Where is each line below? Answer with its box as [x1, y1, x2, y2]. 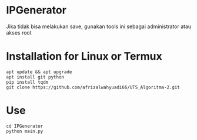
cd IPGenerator [6, 123, 44, 129]
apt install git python [6, 74, 65, 80]
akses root [6, 29, 32, 36]
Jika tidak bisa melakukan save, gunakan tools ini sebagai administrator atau [6, 23, 192, 30]
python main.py [6, 128, 44, 134]
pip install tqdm [6, 79, 49, 85]
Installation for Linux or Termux [6, 50, 163, 63]
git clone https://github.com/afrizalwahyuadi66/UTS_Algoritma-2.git [6, 84, 181, 90]
